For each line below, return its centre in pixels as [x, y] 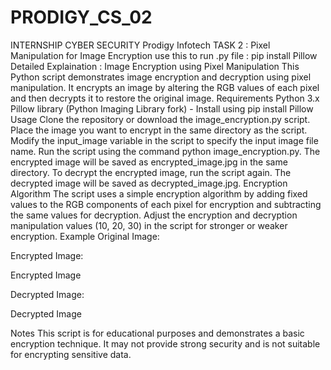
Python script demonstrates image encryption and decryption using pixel [161, 77]
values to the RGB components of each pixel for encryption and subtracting [166, 204]
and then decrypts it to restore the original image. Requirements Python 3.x [165, 98]
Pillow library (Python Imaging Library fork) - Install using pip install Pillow [162, 108]
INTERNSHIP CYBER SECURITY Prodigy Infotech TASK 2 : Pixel [140, 45]
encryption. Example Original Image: [85, 236]
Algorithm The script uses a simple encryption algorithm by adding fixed [159, 193]
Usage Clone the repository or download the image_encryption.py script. [160, 119]
